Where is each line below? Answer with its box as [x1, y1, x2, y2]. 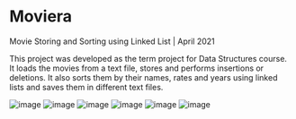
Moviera [9, 6, 73, 27]
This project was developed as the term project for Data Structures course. [9, 53, 288, 64]
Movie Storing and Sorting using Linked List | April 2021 [9, 36, 216, 47]
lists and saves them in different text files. [9, 81, 164, 92]
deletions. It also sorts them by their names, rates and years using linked [9, 72, 278, 82]
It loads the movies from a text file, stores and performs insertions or [9, 63, 264, 73]
